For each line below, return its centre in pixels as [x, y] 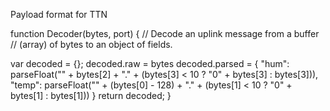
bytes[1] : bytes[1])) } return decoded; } [91, 95]
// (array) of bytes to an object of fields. [91, 44]
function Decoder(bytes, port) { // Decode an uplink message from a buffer [165, 33]
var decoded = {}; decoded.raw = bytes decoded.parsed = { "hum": [150, 63]
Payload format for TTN [59, 14]
